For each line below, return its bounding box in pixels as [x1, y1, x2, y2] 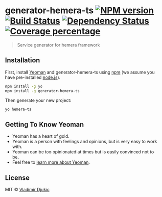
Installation [5, 56, 40, 65]
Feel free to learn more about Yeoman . [12, 159, 90, 165]
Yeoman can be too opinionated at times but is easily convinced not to [12, 149, 154, 155]
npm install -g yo [5, 84, 43, 89]
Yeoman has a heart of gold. [12, 133, 69, 139]
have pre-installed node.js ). [5, 74, 61, 80]
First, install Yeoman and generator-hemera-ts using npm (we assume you [5, 69, 155, 75]
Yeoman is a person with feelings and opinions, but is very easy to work [12, 139, 158, 145]
